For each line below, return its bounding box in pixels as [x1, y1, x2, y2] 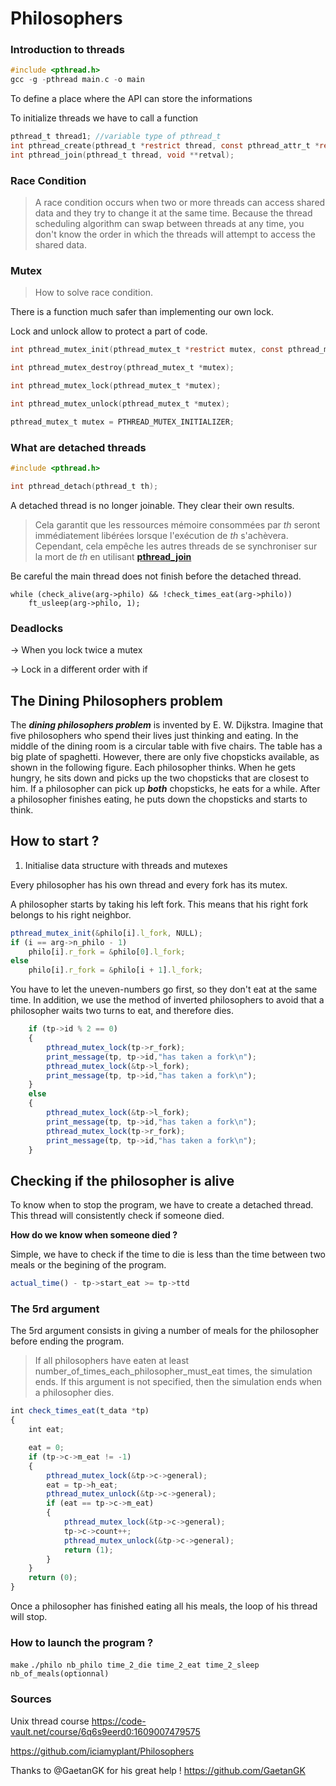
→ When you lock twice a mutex [10, 644, 143, 656]
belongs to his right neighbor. [10, 908, 132, 921]
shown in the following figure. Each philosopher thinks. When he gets [10, 761, 296, 773]
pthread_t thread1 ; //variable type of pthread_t [10, 132, 222, 142]
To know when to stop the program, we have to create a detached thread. [10, 1199, 314, 1211]
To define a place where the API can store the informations [10, 93, 253, 105]
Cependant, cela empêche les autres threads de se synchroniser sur [34, 540, 318, 552]
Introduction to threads [10, 43, 125, 57]
